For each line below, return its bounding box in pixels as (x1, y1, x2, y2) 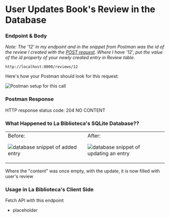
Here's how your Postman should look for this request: (5, 73, 119, 79)
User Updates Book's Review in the (5, 4, 156, 15)
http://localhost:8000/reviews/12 (5, 64, 78, 69)
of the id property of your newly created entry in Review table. (5, 55, 135, 61)
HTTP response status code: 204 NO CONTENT (5, 107, 105, 113)
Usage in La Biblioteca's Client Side (5, 186, 94, 193)
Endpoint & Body (5, 32, 47, 39)
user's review (5, 173, 34, 180)
